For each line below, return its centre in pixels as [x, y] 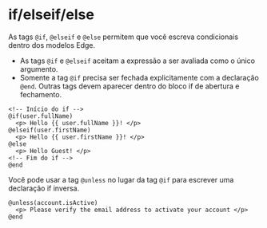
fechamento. [41, 94]
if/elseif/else [51, 15]
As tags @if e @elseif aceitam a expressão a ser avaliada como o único [137, 61]
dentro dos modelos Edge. [52, 45]
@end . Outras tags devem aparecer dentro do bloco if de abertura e [130, 86]
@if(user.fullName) [41, 116]
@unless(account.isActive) [53, 202]
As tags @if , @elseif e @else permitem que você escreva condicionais [123, 37]
